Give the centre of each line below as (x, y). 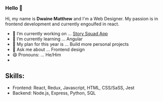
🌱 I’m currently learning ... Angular (48, 39)
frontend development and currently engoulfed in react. (62, 24)
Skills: (15, 76)
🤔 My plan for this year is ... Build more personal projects (71, 44)
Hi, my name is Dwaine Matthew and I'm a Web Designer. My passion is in (82, 19)
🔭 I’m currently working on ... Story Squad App (60, 34)
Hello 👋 (14, 8)
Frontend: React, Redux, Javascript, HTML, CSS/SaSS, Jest (73, 88)
